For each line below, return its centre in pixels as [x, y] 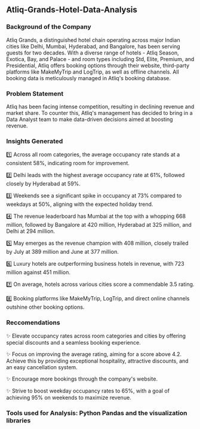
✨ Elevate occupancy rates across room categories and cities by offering [96, 336]
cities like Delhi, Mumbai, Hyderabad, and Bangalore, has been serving [93, 46]
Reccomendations [33, 322]
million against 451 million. [38, 272]
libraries [19, 420]
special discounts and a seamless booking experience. [74, 342]
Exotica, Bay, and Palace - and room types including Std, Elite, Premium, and [100, 59]
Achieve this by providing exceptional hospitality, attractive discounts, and [98, 361]
